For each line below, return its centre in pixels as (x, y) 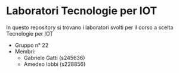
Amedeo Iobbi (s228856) (55, 64)
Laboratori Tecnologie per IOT (82, 11)
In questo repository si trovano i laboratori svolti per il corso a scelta (90, 27)
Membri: (25, 51)
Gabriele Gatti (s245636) (54, 58)
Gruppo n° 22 (32, 45)
